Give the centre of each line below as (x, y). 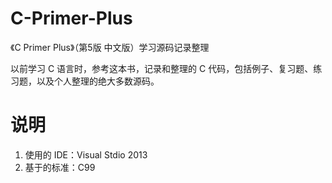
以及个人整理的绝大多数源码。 (98, 81)
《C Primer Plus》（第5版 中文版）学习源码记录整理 (110, 47)
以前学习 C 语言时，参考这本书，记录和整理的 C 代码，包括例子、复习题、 (162, 68)
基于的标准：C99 (60, 167)
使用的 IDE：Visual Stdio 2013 (86, 154)
